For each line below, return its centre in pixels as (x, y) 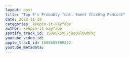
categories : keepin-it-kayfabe (38, 24)
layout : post (19, 10)
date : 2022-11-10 (24, 19)
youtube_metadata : (25, 47)
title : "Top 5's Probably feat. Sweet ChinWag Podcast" (65, 15)
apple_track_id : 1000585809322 (38, 43)
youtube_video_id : (25, 38)
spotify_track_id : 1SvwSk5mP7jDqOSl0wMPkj (51, 33)
